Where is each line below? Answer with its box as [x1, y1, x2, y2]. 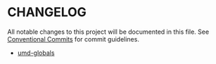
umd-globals [17, 49, 55, 57]
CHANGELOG [7, 4, 87, 20]
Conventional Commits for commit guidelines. [7, 34, 139, 43]
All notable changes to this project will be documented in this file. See [7, 27, 210, 36]
